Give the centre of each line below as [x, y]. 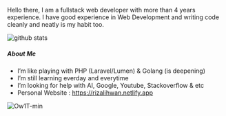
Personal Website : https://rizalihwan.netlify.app [85, 93]
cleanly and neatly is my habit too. [56, 24]
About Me [22, 54]
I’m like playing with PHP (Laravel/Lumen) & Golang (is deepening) [111, 71]
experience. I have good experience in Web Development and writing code [113, 17]
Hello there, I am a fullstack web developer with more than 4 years [101, 10]
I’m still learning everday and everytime [73, 78]
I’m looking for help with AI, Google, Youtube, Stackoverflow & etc [111, 85]
